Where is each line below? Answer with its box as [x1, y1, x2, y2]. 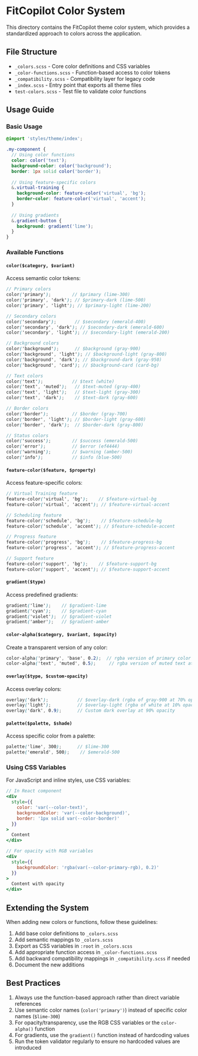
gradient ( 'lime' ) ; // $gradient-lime [6, 603, 107, 608]
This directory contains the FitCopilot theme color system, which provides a [6, 24, 190, 31]
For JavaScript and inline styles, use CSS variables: [6, 777, 131, 784]
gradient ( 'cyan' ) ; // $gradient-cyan [6, 608, 107, 614]
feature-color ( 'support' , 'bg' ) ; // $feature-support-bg [6, 561, 157, 567]
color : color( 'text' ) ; [11, 157, 67, 163]
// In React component [6, 788, 62, 794]
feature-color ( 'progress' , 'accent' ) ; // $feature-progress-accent [6, 545, 176, 551]
